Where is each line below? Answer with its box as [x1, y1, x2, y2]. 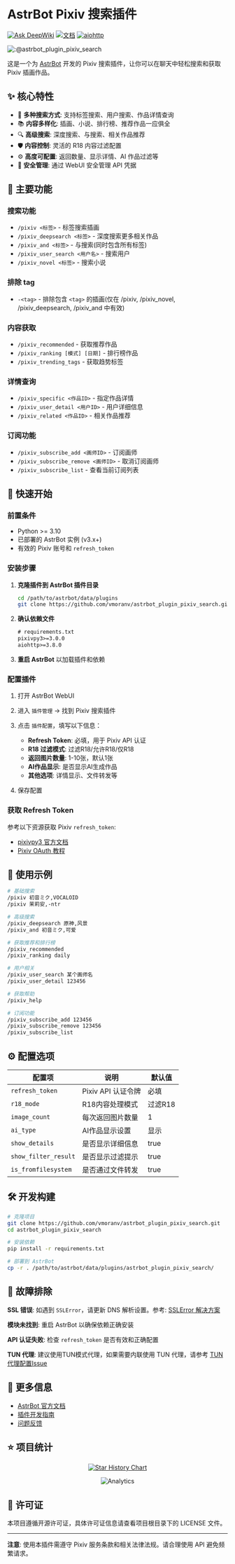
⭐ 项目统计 [7, 1441, 53, 1453]
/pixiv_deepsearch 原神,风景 [7, 920, 88, 927]
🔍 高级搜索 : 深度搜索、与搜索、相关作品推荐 [17, 130, 145, 139]
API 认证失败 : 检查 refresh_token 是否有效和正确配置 [7, 1335, 159, 1343]
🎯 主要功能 [7, 184, 52, 195]
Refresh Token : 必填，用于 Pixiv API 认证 [27, 736, 147, 745]
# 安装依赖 [7, 1239, 35, 1246]
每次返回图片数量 [82, 1112, 138, 1122]
